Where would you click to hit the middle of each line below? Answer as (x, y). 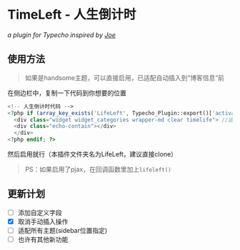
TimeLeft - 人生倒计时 (72, 15)
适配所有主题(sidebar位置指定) (62, 230)
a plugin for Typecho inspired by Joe (61, 35)
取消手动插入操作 (43, 221)
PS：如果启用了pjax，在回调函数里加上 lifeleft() (98, 169)
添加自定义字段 (40, 212)
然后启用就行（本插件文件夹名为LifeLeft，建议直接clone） (92, 154)
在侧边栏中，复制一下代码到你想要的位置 (67, 93)
